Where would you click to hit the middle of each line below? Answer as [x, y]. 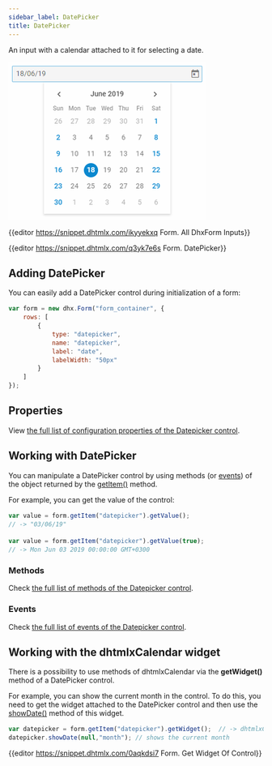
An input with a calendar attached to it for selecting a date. [106, 49]
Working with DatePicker [72, 456]
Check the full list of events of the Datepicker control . [98, 627]
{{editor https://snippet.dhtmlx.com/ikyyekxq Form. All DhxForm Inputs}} [130, 232]
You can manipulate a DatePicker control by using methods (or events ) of [130, 475]
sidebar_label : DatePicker [54, 17]
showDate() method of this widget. [66, 713]
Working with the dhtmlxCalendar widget [115, 653]
